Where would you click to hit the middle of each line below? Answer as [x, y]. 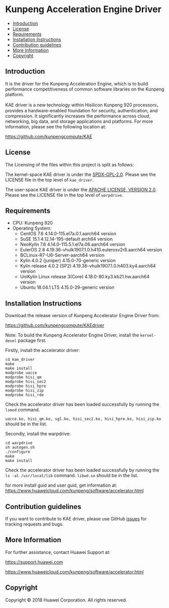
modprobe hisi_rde [24, 395]
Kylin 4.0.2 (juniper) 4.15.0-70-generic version [68, 260]
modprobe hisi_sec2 [26, 382]
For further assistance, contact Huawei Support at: [58, 552]
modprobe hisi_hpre [26, 386]
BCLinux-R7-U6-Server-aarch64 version [62, 255]
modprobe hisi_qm [23, 377]
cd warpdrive [19, 443]
